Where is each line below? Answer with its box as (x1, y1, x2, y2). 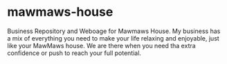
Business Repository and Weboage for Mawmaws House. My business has (7, 27, 221, 35)
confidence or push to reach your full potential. (7, 49, 142, 57)
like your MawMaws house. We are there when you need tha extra (7, 41, 196, 50)
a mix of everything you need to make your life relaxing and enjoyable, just (7, 34, 219, 42)
